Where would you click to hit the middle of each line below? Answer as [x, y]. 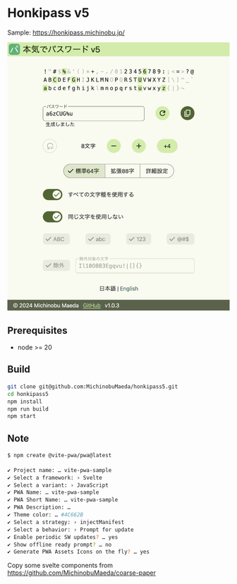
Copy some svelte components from [60, 566]
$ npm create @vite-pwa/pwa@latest [60, 456]
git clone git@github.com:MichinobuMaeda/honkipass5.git [93, 386]
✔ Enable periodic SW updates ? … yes [63, 537]
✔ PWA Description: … [39, 508]
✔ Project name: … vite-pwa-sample [60, 470]
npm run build [28, 409]
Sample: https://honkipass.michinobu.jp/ [66, 32]
